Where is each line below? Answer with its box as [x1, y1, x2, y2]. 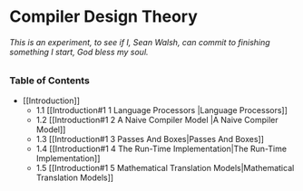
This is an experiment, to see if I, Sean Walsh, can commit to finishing [9, 36, 270, 47]
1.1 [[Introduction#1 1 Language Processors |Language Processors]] [35, 104, 288, 115]
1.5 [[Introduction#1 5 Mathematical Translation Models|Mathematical [35, 162, 295, 173]
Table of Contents [9, 74, 91, 87]
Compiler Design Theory [9, 6, 198, 27]
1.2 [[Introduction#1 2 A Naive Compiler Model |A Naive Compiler [35, 114, 279, 125]
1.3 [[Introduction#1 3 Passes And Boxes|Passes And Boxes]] [35, 133, 265, 144]
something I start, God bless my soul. [9, 46, 149, 57]
